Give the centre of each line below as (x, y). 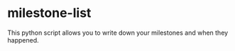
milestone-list (49, 13)
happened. (23, 40)
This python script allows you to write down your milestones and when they (118, 33)
